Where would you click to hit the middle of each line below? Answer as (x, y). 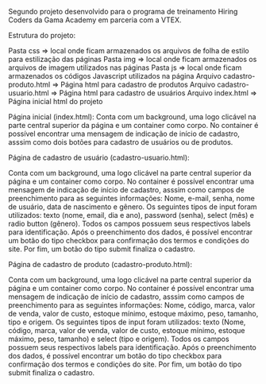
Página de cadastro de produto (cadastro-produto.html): (100, 264)
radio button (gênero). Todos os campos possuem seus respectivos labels (130, 223)
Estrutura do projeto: (42, 35)
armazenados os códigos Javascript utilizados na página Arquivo (115, 76)
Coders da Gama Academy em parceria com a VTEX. (95, 20)
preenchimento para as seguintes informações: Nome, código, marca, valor (132, 305)
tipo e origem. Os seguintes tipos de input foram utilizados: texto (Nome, (127, 322)
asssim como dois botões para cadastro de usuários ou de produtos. (121, 142)
